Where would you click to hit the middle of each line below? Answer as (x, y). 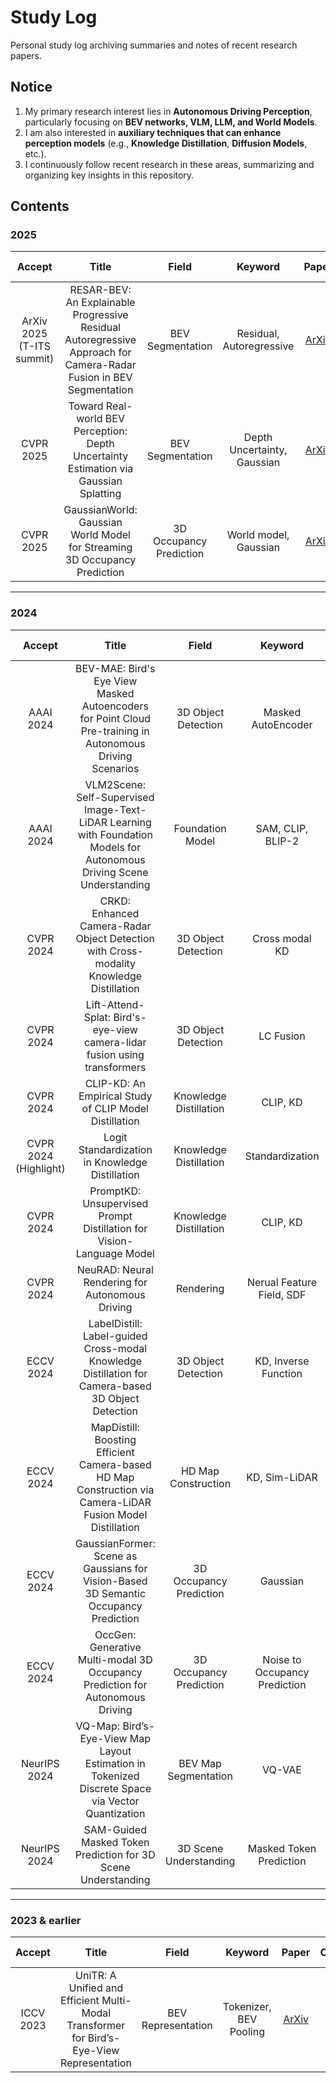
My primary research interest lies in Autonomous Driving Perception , (168, 111)
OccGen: (115, 1634)
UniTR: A (96, 1976)
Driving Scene (115, 872)
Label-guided (115, 1336)
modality (115, 963)
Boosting (115, 1439)
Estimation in (115, 1763)
